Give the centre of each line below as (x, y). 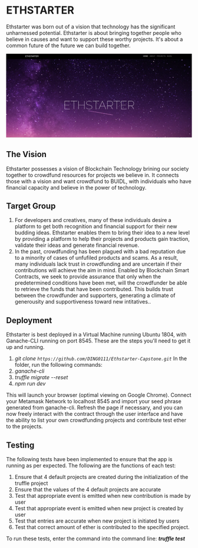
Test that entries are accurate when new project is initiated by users (97, 521)
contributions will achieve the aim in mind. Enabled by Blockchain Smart (102, 270)
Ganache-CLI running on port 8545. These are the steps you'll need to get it (98, 341)
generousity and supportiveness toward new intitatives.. (83, 302)
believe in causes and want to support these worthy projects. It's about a (95, 39)
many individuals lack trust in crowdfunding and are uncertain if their (98, 264)
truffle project (31, 483)
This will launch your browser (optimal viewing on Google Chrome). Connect (99, 395)
